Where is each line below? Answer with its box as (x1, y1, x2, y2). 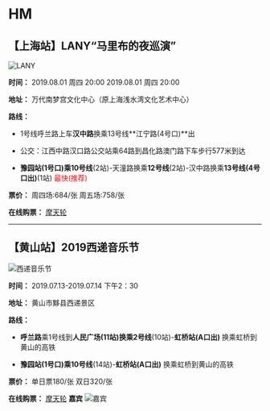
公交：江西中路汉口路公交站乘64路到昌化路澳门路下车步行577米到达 (19, 146, 246, 156)
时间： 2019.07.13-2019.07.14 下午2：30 (8, 280, 139, 290)
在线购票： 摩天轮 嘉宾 (8, 393, 83, 403)
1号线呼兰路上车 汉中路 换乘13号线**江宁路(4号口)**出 (19, 129, 195, 138)
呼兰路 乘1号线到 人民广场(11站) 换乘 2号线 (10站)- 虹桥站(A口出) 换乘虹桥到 (19, 332, 258, 342)
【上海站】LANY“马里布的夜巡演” (8, 39, 177, 52)
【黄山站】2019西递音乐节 (8, 241, 140, 255)
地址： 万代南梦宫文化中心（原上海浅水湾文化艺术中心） (8, 94, 194, 104)
